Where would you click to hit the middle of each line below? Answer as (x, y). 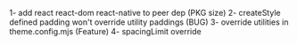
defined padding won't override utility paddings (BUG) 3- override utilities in (149, 22)
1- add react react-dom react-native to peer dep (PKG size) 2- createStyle (145, 13)
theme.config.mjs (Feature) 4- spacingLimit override (106, 31)
